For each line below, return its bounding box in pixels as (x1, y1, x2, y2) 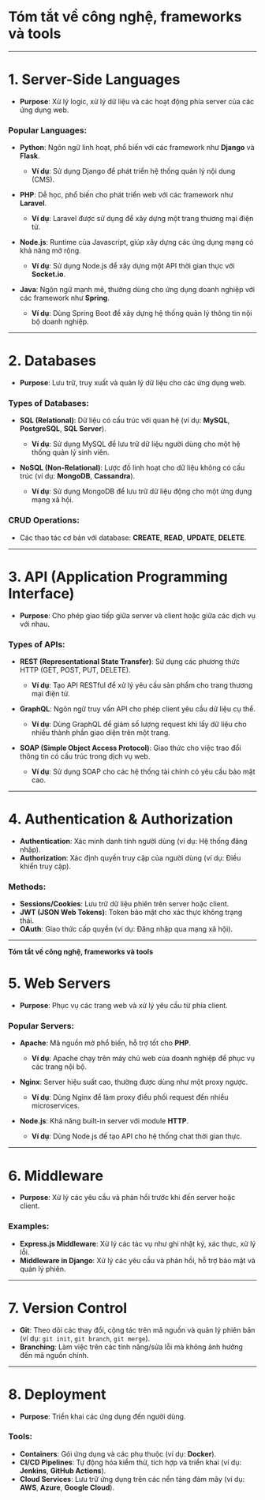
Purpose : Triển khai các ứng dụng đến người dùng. (19, 1412, 186, 1421)
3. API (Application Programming (8, 568, 228, 586)
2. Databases (8, 352, 97, 370)
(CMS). (31, 174, 55, 185)
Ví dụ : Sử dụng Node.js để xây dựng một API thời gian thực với (31, 261, 235, 271)
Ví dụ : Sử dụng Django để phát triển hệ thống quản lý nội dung (31, 167, 236, 176)
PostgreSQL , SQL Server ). (19, 424, 106, 433)
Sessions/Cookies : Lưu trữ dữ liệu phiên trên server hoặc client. (19, 899, 230, 909)
